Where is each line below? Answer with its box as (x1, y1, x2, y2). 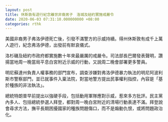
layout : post (5, 7, 32, 13)
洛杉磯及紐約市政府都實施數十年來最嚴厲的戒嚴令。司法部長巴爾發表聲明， (5, 53, 158, 59)
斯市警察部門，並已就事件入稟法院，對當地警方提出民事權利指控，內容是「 (5, 76, 158, 82)
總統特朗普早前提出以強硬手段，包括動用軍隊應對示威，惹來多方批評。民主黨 (5, 93, 163, 99)
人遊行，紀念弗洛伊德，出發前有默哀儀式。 (5, 42, 93, 48)
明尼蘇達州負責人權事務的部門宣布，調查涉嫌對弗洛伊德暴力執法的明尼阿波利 (5, 70, 163, 76)
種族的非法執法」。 (9, 82, 47, 88)
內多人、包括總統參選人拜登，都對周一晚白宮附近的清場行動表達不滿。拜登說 (5, 99, 163, 105)
